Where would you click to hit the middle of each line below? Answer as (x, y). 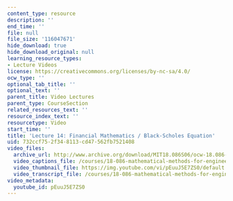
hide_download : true (37, 46)
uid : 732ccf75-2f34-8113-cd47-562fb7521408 (71, 142)
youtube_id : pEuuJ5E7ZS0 (49, 187)
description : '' (31, 20)
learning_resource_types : (44, 59)
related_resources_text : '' (48, 110)
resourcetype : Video (37, 123)
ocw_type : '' (26, 78)
